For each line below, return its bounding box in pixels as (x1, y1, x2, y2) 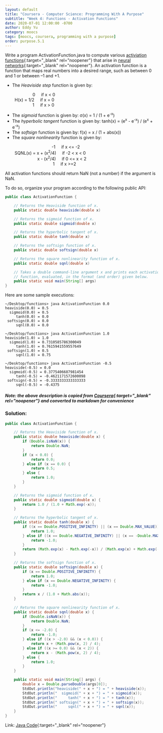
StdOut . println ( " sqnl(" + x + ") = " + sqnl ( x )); (22, 704, 136, 709)
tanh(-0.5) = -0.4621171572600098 (16, 374, 86, 379)
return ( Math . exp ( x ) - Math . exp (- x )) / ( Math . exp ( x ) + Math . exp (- (22, 547, 160, 552)
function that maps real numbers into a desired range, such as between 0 (5, 68, 152, 73)
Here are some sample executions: (5, 292, 75, 298)
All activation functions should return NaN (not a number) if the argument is (5, 171, 156, 177)
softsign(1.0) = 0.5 (7, 348, 49, 353)
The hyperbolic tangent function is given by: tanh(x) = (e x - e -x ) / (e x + (12, 117, 153, 124)
